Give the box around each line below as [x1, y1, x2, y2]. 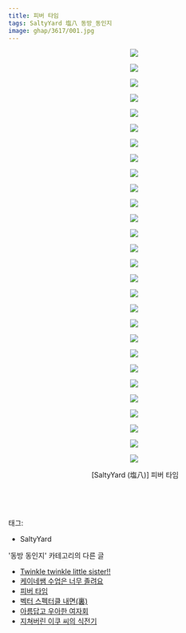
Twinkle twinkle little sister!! [19, 566, 111, 577]
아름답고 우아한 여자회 [19, 607, 89, 616]
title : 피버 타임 [8, 11, 60, 20]
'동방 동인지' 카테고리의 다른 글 [8, 550, 105, 561]
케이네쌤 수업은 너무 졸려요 [19, 576, 104, 586]
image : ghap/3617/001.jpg [8, 26, 94, 34]
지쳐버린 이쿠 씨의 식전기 [19, 616, 97, 626]
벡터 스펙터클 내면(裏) [19, 596, 88, 606]
